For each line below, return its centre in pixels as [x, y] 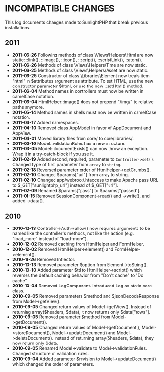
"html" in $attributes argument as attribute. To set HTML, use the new [83, 81]
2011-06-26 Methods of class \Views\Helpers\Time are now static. [80, 65]
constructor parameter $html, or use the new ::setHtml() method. [78, 86]
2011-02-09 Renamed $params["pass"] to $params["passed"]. [76, 190]
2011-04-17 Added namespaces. [45, 122]
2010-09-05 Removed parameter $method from [61, 317]
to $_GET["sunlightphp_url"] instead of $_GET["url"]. [65, 185]
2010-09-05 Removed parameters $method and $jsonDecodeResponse [85, 296]
